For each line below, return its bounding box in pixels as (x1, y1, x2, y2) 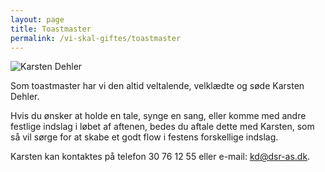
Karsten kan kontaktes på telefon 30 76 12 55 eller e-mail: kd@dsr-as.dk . (10, 151, 311, 163)
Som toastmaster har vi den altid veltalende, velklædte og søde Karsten (10, 80, 305, 92)
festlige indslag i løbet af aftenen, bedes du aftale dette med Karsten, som (10, 121, 315, 133)
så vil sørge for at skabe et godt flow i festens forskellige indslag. (10, 131, 279, 143)
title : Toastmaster (10, 24, 92, 34)
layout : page (10, 14, 65, 25)
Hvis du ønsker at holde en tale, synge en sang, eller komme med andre (10, 110, 307, 122)
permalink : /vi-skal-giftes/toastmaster (10, 33, 182, 43)
